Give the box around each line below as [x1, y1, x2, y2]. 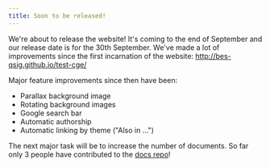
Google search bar [19, 108, 82, 118]
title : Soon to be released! [8, 11, 106, 20]
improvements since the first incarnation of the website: [8, 51, 194, 61]
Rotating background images [19, 99, 116, 109]
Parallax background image [19, 90, 111, 101]
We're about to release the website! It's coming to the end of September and [8, 34, 263, 44]
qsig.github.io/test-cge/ [8, 60, 87, 69]
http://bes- [195, 51, 231, 61]
